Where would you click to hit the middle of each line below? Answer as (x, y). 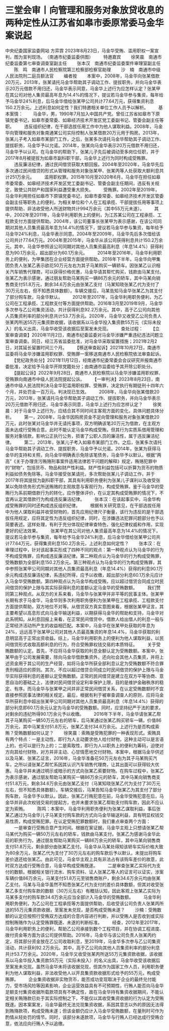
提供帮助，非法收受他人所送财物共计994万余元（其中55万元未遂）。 (75, 208)
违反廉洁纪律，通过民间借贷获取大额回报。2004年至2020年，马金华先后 (89, 164)
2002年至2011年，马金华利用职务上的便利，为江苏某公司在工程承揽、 (86, 215)
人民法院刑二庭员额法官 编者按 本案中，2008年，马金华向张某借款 (82, 76)
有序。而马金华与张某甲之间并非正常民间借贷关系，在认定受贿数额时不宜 (89, 688)
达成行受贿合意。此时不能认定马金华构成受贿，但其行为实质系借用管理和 (89, 430)
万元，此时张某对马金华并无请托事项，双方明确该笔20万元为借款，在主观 (81, 423)
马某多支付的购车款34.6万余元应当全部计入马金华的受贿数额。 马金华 (81, 897)
